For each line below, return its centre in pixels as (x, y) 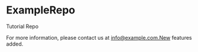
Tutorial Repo (22, 26)
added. (15, 44)
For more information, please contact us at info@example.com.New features (99, 37)
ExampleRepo (41, 10)
